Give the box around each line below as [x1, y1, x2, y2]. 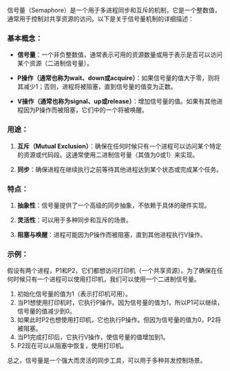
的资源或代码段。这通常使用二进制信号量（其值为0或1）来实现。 [17, 151, 199, 159]
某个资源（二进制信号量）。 [17, 59, 93, 68]
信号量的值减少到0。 [17, 307, 76, 316]
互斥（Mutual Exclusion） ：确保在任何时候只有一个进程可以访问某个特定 [17, 142, 222, 150]
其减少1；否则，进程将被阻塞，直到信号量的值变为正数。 [17, 82, 177, 91]
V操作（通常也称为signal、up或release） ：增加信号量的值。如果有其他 [17, 97, 217, 106]
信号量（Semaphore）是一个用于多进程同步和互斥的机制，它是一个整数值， [7, 6, 221, 14]
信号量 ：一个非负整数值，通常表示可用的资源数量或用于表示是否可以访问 [17, 50, 222, 59]
